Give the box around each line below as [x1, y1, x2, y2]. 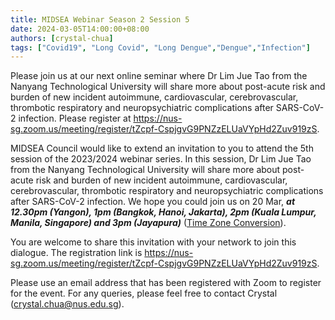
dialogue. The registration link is [10, 247, 143, 259]
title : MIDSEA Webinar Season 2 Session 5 [10, 14, 190, 25]
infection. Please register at [18, 112, 132, 125]
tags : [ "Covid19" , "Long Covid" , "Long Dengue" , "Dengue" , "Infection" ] [10, 42, 311, 53]
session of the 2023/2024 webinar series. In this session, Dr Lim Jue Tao [10, 153, 312, 165]
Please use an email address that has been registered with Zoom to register [10, 277, 322, 289]
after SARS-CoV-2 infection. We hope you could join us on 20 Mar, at [10, 196, 296, 208]
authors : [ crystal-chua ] [10, 33, 114, 43]
